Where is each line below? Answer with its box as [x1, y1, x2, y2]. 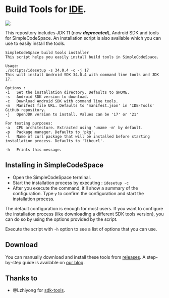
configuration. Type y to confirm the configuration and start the [12, 190, 144, 196]
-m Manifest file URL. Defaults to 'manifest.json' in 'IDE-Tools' [5, 103, 155, 108]
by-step [5, 259, 22, 265]
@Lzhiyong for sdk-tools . [12, 287, 66, 293]
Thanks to [5, 274, 38, 282]
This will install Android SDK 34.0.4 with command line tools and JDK [5, 72, 159, 77]
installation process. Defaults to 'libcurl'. [5, 138, 105, 143]
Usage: [5, 63, 19, 69]
